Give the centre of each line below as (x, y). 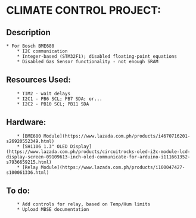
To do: (18, 191)
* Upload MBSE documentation (53, 210)
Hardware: (26, 122)
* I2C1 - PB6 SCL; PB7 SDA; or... (60, 99)
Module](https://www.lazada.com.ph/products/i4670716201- (117, 136)
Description (28, 32)
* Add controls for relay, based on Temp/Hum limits (84, 204)
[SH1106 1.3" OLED (45, 147)
